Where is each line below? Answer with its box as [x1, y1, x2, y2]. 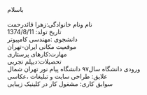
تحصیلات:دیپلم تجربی [7, 57, 62, 66]
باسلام [7, 6, 24, 13]
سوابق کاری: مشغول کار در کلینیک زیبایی [7, 80, 113, 88]
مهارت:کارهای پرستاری [7, 50, 67, 58]
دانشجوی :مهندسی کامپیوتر [7, 35, 78, 43]
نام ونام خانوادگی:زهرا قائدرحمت [7, 20, 92, 29]
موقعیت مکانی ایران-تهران [7, 43, 77, 50]
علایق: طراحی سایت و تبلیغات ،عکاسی [7, 72, 108, 80]
